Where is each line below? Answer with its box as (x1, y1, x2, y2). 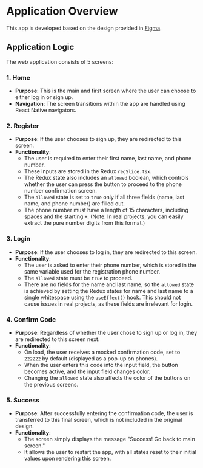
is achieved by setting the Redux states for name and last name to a (24, 287, 193, 294)
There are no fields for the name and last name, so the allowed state (24, 281, 195, 288)
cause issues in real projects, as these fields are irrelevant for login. (24, 300, 193, 308)
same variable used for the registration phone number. (24, 267, 161, 275)
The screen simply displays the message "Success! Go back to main (24, 436, 195, 443)
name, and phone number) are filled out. (24, 200, 125, 207)
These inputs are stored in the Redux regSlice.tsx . (24, 168, 152, 175)
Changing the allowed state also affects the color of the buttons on (24, 374, 191, 381)
